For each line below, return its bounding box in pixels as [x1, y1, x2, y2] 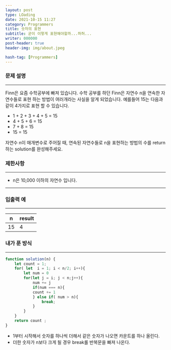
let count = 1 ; [14, 261, 47, 266]
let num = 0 [23, 271, 49, 276]
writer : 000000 [5, 36, 38, 41]
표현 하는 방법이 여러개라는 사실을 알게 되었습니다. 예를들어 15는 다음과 [22, 96, 163, 102]
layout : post [5, 7, 33, 13]
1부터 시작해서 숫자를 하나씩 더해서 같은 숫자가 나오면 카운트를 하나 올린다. [12, 333, 160, 339]
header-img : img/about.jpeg [5, 45, 65, 51]
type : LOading [5, 12, 36, 17]
